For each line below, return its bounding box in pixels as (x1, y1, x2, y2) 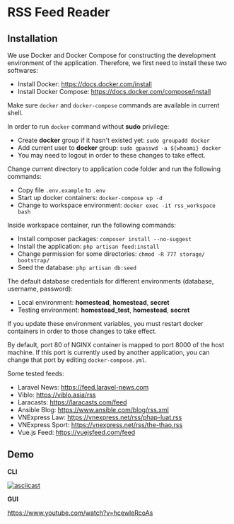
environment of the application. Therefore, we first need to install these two (7, 59, 228, 67)
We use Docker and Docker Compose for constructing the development (7, 51, 216, 59)
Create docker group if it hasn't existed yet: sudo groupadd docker (17, 136, 210, 144)
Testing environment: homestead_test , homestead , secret (17, 305, 190, 314)
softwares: (7, 66, 39, 74)
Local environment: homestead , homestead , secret (17, 298, 170, 306)
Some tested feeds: (7, 369, 64, 378)
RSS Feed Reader (7, 4, 110, 21)
